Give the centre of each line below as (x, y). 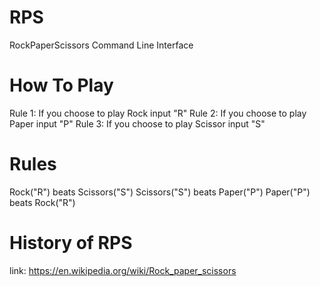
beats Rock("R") (42, 202)
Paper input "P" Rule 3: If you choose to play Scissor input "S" (137, 123)
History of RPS (71, 243)
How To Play (61, 85)
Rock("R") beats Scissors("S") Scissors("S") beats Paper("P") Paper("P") (160, 192)
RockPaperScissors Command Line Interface (101, 45)
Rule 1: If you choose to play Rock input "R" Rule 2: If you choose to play (158, 113)
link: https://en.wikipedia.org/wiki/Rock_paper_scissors (123, 270)
